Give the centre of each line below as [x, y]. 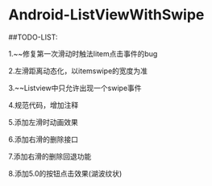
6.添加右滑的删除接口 [44, 139]
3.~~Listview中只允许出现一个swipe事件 [75, 88]
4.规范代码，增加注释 [44, 105]
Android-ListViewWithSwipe [106, 15]
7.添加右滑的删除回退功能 [50, 156]
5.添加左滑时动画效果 [43, 122]
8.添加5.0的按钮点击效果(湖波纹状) [65, 173]
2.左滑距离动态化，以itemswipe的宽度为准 [78, 71]
